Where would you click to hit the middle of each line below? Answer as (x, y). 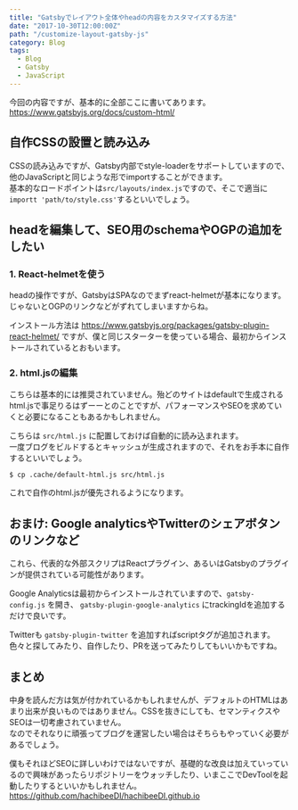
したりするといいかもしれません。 (79, 786)
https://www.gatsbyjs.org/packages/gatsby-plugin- (175, 326)
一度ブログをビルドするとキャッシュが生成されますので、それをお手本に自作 (149, 446)
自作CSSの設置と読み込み (80, 142)
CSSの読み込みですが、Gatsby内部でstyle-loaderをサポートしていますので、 (149, 165)
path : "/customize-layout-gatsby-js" (79, 34)
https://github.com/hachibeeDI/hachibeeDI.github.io (105, 796)
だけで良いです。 (40, 616)
